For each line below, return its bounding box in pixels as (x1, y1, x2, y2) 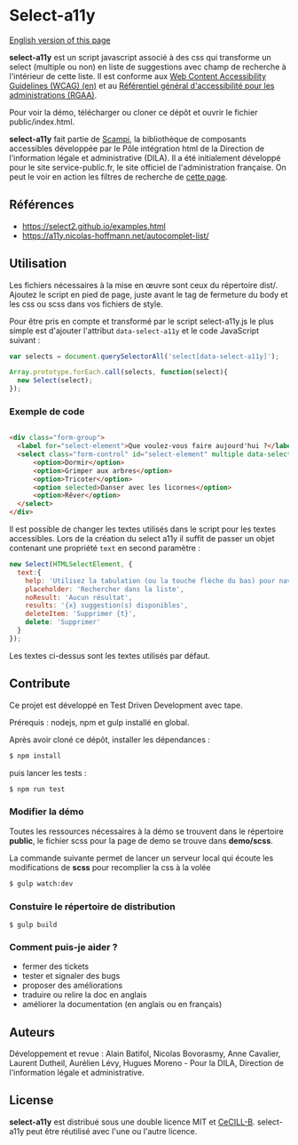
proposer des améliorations (21, 980, 123, 991)
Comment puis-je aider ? (9, 941, 118, 953)
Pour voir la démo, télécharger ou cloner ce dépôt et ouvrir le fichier (9, 107, 258, 117)
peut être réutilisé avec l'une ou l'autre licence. (26, 1125, 198, 1136)
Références (9, 197, 74, 212)
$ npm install (9, 751, 62, 760)
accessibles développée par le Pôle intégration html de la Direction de (9, 143, 264, 154)
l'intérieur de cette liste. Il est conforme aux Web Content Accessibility (9, 70, 267, 81)
